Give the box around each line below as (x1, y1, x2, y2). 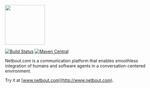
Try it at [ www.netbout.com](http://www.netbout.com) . (5, 77, 114, 83)
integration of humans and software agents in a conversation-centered (5, 63, 146, 69)
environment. (5, 68, 31, 74)
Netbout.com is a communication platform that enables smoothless (5, 58, 138, 63)
